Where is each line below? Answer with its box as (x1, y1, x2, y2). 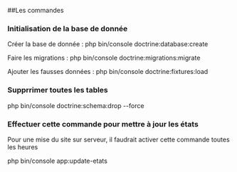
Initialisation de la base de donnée (7, 23, 128, 33)
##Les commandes (7, 6, 64, 14)
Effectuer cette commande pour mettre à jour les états (7, 119, 199, 129)
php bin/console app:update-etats (7, 156, 108, 165)
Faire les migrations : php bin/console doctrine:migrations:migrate (7, 53, 201, 63)
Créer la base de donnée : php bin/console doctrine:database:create (7, 40, 209, 48)
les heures (7, 142, 38, 151)
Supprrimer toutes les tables (7, 85, 108, 95)
